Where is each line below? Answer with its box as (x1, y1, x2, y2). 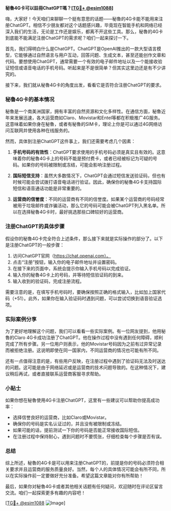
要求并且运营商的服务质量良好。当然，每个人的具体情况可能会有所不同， (9, 466, 161, 472)
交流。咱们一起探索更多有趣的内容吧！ (5, 490, 85, 496)
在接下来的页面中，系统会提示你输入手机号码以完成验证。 (12, 265, 133, 271)
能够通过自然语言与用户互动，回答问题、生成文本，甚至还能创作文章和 (18, 52, 166, 58)
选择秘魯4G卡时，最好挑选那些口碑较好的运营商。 (21, 209, 126, 215)
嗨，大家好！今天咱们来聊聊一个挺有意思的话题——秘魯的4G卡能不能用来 (5, 16, 159, 22)
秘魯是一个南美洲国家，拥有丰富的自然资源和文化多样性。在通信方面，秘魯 (5, 108, 161, 115)
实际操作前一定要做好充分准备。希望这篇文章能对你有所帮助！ (14, 473, 144, 479)
